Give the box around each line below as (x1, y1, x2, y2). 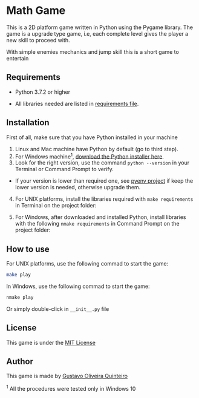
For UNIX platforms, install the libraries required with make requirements (15, 195, 194, 203)
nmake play (6, 294, 34, 300)
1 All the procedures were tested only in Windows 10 (6, 384, 136, 393)
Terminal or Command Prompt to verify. (15, 166, 114, 173)
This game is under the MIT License (6, 339, 96, 346)
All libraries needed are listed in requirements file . (15, 100, 139, 107)
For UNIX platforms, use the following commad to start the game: (6, 260, 169, 267)
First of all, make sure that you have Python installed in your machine (6, 134, 178, 141)
